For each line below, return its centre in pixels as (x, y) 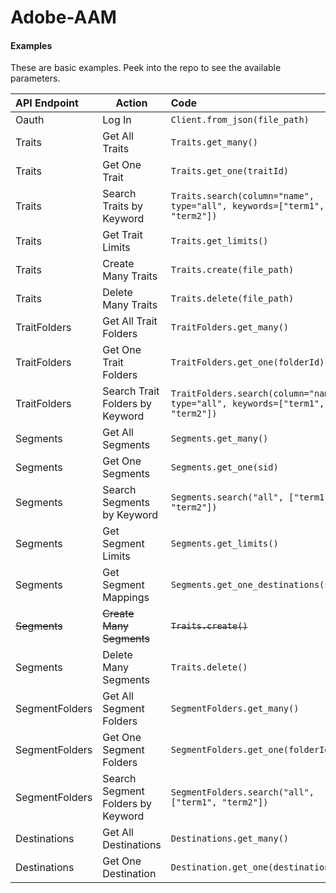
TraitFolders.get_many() (230, 327)
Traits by (122, 206)
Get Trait (122, 235)
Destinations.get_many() (230, 839)
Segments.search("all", (227, 497)
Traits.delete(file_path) (232, 299)
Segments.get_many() (219, 439)
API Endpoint (47, 103)
